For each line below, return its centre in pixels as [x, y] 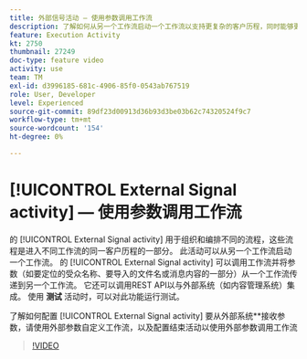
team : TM [26, 78]
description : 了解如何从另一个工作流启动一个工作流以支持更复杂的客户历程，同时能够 [152, 26]
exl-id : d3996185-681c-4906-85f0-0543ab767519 [100, 86]
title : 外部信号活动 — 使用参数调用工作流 [81, 18]
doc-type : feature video [57, 60]
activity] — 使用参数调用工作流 [126, 212]
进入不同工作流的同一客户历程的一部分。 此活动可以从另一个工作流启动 [159, 250]
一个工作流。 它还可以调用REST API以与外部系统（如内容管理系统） [160, 285]
